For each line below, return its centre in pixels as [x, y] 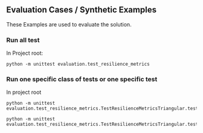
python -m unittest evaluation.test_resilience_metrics [78, 64]
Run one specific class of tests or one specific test [82, 79]
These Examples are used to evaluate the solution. [69, 24]
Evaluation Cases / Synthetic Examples [82, 10]
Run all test [23, 40]
